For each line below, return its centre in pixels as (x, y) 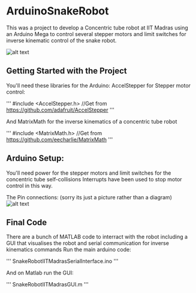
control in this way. (29, 186)
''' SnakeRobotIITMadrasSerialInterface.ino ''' (62, 261)
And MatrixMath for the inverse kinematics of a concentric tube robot (92, 121)
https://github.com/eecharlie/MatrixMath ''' (60, 139)
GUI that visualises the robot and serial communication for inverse (88, 243)
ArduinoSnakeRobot (58, 11)
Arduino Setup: (35, 158)
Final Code (27, 222)
